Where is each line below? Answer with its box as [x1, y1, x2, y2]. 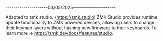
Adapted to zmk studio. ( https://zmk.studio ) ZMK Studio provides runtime [5, 14, 158, 20]
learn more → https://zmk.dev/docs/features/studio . [5, 30, 114, 36]
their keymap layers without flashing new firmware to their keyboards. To [5, 25, 157, 31]
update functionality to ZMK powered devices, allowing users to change [5, 20, 155, 25]
